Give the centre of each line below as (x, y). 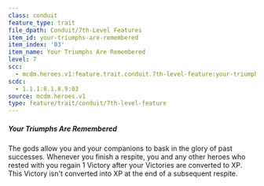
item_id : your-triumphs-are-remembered (73, 37)
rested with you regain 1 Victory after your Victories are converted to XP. (125, 166)
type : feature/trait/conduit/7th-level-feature (88, 103)
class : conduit (33, 15)
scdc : (17, 81)
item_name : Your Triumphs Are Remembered (77, 52)
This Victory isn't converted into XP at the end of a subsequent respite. (123, 173)
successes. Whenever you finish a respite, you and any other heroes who (127, 157)
